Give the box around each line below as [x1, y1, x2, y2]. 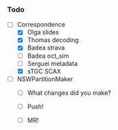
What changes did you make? [27, 88, 112, 97]
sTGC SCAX [27, 67, 62, 75]
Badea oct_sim [27, 52, 69, 60]
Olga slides [27, 28, 60, 36]
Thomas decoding [27, 36, 79, 44]
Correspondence [16, 21, 65, 29]
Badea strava [27, 43, 65, 52]
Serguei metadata [27, 59, 78, 67]
